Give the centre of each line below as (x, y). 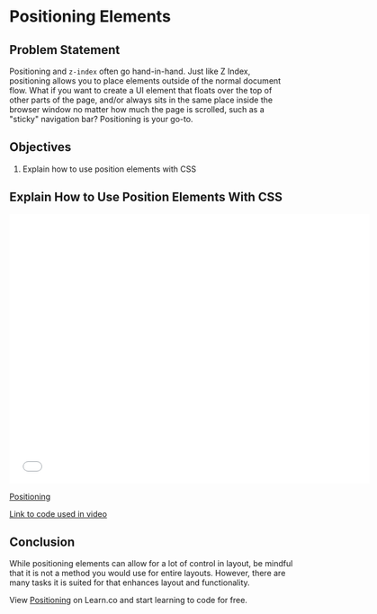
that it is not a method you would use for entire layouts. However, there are (148, 574)
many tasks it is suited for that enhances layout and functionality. (130, 583)
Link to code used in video (58, 513)
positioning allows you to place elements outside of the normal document (145, 81)
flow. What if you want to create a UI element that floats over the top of (141, 90)
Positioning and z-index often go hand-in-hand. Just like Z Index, (130, 71)
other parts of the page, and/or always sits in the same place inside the (141, 100)
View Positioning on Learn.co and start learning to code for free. (128, 601)
